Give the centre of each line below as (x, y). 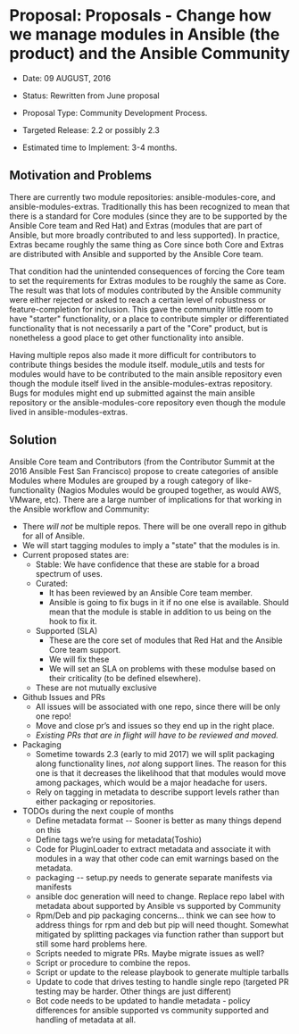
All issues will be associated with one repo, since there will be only (158, 706)
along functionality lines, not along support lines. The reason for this (161, 763)
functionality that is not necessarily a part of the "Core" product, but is (139, 328)
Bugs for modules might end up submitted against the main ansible (133, 393)
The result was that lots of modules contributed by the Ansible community (145, 290)
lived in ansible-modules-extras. (68, 412)
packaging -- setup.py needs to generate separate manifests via (154, 877)
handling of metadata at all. (86, 1020)
